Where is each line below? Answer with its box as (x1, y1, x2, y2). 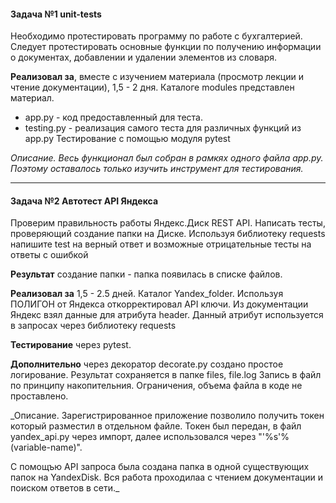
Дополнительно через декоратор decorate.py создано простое (10, 358, 284, 370)
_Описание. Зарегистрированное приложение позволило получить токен (10, 410, 325, 422)
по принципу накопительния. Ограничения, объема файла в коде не (10, 380, 303, 392)
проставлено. (10, 390, 69, 402)
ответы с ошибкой (10, 249, 89, 261)
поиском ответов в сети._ (10, 482, 120, 494)
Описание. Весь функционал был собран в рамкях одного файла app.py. (10, 152, 324, 164)
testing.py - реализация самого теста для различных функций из (24, 122, 302, 134)
